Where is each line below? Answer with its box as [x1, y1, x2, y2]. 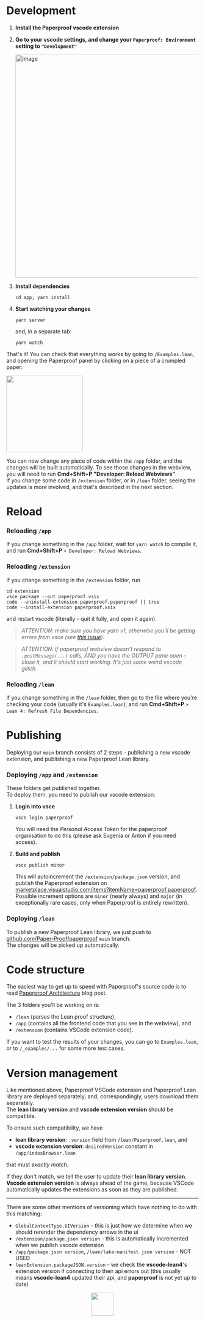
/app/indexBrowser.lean [15, 1150, 76, 1157]
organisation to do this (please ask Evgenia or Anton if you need [15, 832, 176, 840]
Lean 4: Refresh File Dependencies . [6, 707, 99, 715]
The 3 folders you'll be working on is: [6, 1001, 100, 1009]
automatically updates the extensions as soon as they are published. [6, 1186, 179, 1193]
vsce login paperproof [15, 815, 73, 821]
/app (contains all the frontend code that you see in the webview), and [15, 1020, 192, 1027]
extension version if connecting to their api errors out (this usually [15, 1267, 181, 1275]
